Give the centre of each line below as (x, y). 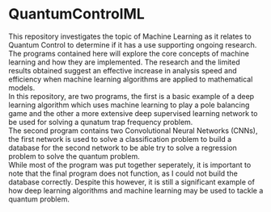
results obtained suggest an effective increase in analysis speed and (123, 70)
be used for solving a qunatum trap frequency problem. (101, 122)
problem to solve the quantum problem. (74, 156)
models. (22, 87)
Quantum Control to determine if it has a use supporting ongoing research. (133, 44)
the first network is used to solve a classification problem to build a (120, 139)
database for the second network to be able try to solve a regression (123, 148)
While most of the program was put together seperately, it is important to (130, 164)
